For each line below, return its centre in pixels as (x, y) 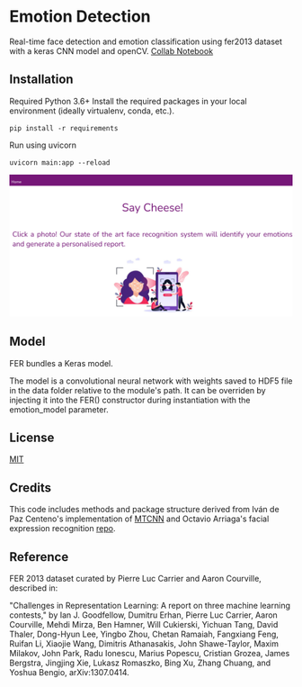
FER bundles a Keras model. (62, 363)
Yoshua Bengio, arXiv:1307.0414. (70, 672)
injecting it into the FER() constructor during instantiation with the (130, 400)
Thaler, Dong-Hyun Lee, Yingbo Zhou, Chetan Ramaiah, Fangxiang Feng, (144, 634)
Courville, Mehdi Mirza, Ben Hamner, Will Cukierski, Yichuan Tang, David (144, 624)
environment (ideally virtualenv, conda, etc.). (92, 111)
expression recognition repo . (62, 529)
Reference (39, 557)
